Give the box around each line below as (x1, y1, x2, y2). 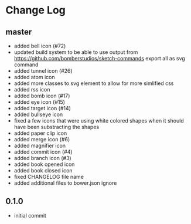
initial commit (13, 212, 46, 219)
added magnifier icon (13, 142, 66, 149)
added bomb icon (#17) (13, 92, 70, 99)
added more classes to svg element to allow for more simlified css (13, 80, 174, 87)
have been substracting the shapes (13, 124, 100, 130)
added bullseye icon (13, 111, 63, 118)
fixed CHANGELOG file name (13, 174, 84, 180)
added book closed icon (13, 167, 73, 174)
